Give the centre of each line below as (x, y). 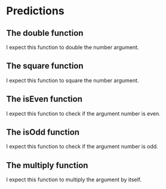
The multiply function (47, 165)
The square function (45, 66)
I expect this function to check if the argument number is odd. (82, 147)
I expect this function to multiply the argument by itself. (74, 179)
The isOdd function (43, 132)
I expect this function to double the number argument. (73, 47)
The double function (45, 33)
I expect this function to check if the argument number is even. (84, 113)
